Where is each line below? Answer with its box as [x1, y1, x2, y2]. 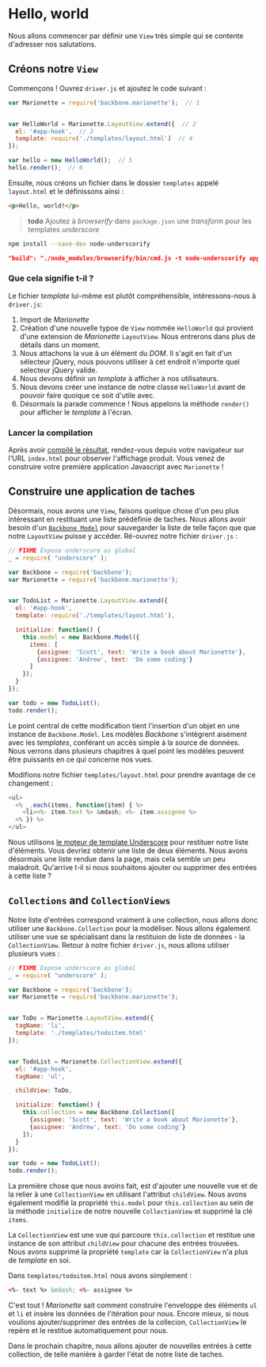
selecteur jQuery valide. [19, 365, 98, 375]
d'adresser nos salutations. [8, 39, 97, 48]
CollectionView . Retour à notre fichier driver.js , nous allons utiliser [8, 940, 230, 949]
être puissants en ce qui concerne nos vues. [8, 754, 153, 764]
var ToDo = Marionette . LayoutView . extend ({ [8, 1014, 154, 1022]
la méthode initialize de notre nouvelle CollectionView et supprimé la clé [8, 1206, 253, 1216]
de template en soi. [8, 1255, 71, 1265]
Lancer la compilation [8, 427, 93, 438]
